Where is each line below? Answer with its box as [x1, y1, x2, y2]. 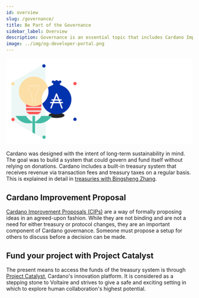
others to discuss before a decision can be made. [6, 233, 127, 241]
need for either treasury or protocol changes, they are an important [6, 221, 170, 228]
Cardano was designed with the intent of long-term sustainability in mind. [6, 150, 185, 157]
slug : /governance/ [6, 15, 54, 22]
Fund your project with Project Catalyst [6, 251, 154, 261]
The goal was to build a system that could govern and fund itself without [6, 156, 183, 164]
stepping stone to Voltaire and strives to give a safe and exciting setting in [6, 278, 187, 286]
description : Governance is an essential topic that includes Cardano [6, 34, 184, 41]
